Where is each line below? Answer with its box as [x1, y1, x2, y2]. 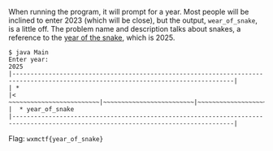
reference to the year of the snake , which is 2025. [8, 32, 175, 42]
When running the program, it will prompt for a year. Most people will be [8, 7, 249, 16]
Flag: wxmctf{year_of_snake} [8, 134, 104, 143]
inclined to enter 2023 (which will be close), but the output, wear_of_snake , [8, 15, 258, 25]
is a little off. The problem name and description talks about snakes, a [8, 24, 241, 33]
